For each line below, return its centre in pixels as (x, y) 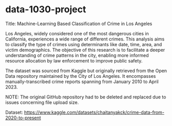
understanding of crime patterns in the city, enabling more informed (77, 55)
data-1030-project (46, 9)
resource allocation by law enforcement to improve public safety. (74, 60)
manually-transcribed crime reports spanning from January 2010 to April (82, 81)
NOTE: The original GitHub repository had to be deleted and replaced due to (86, 97)
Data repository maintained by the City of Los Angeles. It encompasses (81, 76)
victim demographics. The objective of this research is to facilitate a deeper (85, 50)
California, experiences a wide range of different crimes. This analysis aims (85, 39)
